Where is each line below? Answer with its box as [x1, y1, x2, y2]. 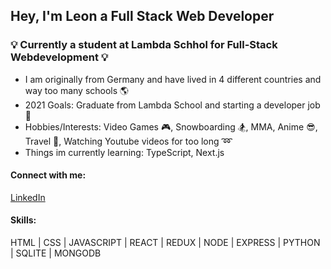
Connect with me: [10, 169, 87, 181]
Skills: [10, 214, 37, 226]
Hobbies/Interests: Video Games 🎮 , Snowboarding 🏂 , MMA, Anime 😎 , [24, 120, 318, 133]
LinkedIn [10, 191, 46, 203]
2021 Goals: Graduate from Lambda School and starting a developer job [24, 99, 321, 111]
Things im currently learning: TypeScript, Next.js [24, 146, 225, 158]
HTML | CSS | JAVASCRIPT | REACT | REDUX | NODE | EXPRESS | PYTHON [10, 237, 321, 249]
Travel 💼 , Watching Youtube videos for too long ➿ [24, 135, 233, 147]
